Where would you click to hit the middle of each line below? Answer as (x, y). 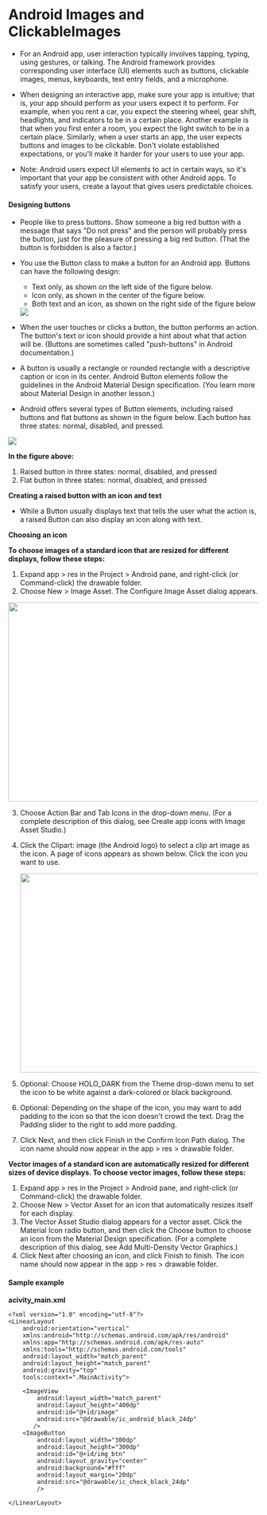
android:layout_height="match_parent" (87, 1364)
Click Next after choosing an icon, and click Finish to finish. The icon (132, 1256)
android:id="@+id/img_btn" (81, 1454)
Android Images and (76, 15)
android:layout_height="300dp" (89, 1447)
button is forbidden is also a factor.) (78, 248)
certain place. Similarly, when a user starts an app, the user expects (131, 136)
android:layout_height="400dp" (89, 1405)
